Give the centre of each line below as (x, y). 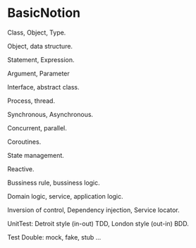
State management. (36, 155)
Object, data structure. (40, 46)
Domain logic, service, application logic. (65, 196)
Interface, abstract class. (43, 87)
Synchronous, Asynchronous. (50, 114)
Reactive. (21, 169)
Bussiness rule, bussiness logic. (54, 182)
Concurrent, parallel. (37, 128)
